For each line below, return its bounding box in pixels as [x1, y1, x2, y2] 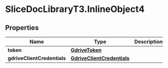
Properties [5, 23, 39, 32]
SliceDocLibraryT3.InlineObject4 [5, 3, 145, 15]
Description [134, 38, 163, 45]
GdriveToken [70, 46, 101, 53]
